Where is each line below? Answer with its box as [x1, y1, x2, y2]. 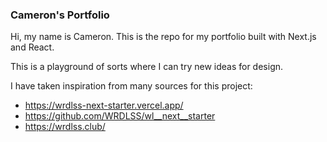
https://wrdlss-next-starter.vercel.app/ [24, 99, 184, 112]
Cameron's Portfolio [10, 8, 110, 22]
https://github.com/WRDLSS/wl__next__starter [24, 110, 216, 122]
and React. [10, 41, 55, 53]
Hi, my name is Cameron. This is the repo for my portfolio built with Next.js [10, 31, 317, 43]
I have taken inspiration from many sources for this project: [10, 80, 253, 92]
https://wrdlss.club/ [24, 121, 106, 133]
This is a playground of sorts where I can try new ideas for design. [10, 61, 284, 73]
